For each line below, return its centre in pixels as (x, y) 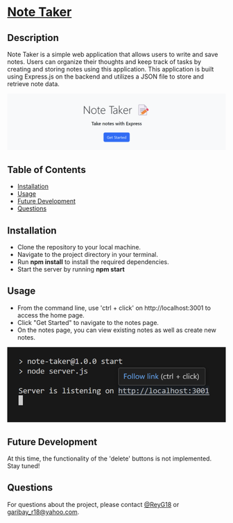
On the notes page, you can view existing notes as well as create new (117, 330)
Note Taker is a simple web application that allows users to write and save (113, 54)
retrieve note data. (34, 84)
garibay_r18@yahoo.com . (43, 512)
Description (33, 38)
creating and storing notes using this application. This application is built (111, 69)
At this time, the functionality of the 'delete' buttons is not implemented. (110, 458)
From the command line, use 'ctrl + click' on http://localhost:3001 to (114, 308)
